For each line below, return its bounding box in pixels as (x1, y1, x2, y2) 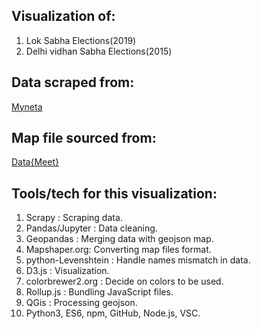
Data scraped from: (11, 74, 135, 91)
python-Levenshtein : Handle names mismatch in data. (25, 254, 251, 266)
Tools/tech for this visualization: (11, 185, 218, 202)
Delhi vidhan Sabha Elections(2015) (25, 45, 173, 57)
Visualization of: (11, 8, 116, 25)
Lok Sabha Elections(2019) (25, 34, 137, 46)
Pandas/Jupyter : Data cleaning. (25, 222, 158, 234)
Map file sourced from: (11, 130, 157, 147)
